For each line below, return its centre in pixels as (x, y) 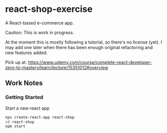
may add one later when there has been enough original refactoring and (79, 47)
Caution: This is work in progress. (40, 32)
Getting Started (24, 97)
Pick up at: (16, 62)
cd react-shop (20, 122)
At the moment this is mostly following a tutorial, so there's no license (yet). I (84, 42)
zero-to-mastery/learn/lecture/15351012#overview (57, 67)
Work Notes (24, 83)
